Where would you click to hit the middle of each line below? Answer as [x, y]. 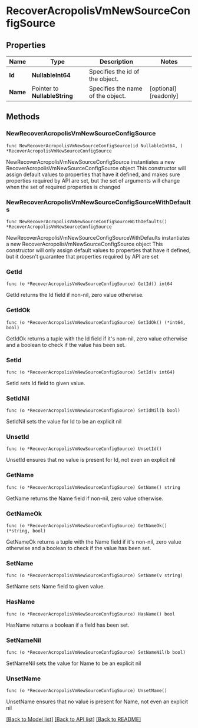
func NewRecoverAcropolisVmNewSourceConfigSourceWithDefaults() [87, 221]
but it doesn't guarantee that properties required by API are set [82, 256]
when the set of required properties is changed [63, 187]
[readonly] [164, 96]
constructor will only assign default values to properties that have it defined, [98, 250]
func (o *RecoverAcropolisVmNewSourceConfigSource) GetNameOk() [87, 526]
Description [116, 62]
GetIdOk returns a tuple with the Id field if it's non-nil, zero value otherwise [97, 338]
